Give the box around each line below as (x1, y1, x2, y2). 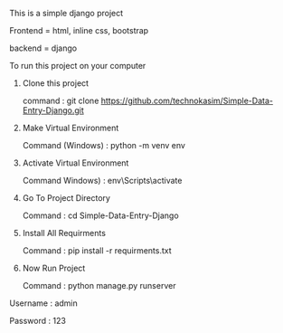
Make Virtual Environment (22, 122, 119, 133)
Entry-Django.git (22, 105, 84, 116)
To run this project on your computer (9, 61, 146, 71)
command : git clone (22, 95, 99, 106)
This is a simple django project (9, 8, 124, 18)
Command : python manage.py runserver (22, 281, 176, 290)
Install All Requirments (22, 228, 107, 238)
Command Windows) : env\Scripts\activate (22, 176, 183, 186)
